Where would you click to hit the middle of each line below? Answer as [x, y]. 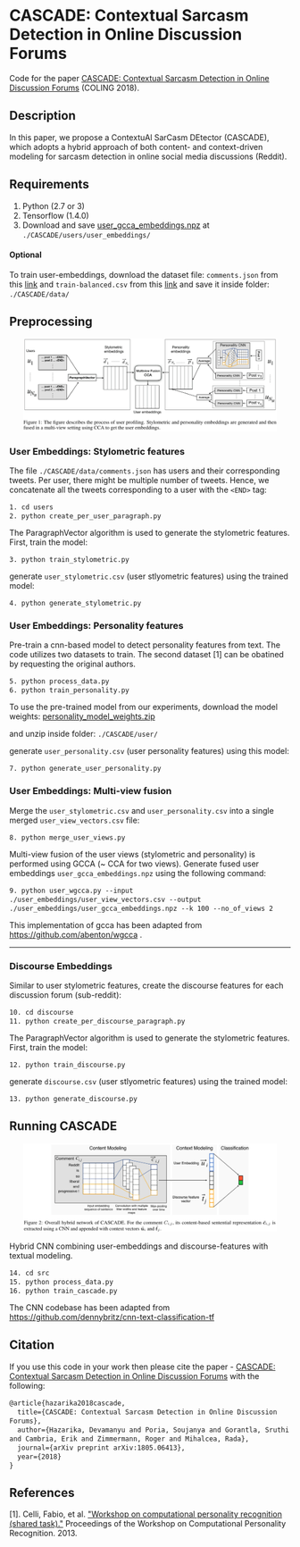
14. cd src [29, 1273]
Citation [32, 1345]
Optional [25, 255]
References [42, 1493]
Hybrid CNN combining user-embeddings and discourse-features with [139, 1246]
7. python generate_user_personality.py [86, 769]
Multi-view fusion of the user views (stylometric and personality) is [133, 854]
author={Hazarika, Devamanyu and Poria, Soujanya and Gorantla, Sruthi [154, 1430]
